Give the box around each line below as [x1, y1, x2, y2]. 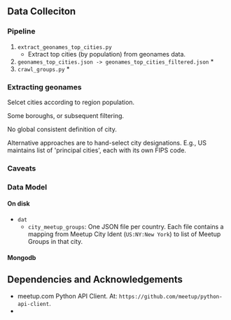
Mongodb [7, 253, 36, 261]
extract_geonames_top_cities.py [17, 43, 112, 51]
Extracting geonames [7, 82, 82, 92]
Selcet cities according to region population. [7, 98, 135, 106]
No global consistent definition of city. [7, 125, 117, 133]
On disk [7, 199, 30, 208]
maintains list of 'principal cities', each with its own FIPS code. [7, 146, 187, 154]
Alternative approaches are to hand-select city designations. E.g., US [7, 138, 206, 147]
